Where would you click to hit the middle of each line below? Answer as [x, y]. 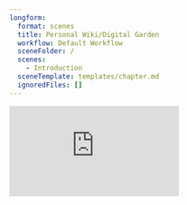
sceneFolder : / [46, 51]
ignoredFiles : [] [50, 85]
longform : [28, 18]
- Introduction [54, 69]
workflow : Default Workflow [70, 43]
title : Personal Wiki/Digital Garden [89, 34]
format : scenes [46, 26]
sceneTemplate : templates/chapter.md [89, 77]
